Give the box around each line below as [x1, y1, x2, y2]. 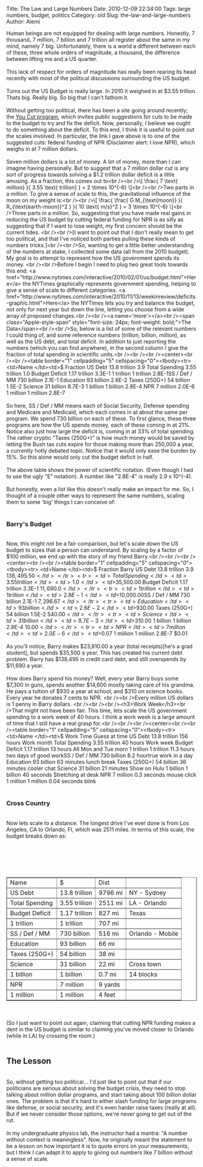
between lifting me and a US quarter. [6, 56, 98, 62]
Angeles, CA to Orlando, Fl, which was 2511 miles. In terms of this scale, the [6, 826, 195, 833]
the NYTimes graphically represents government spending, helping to [22, 280, 196, 287]
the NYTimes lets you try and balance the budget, [71, 299, 195, 306]
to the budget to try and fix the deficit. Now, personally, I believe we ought [6, 120, 191, 126]
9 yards [98, 980, 120, 989]
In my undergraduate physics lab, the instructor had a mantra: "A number [6, 1130, 188, 1137]
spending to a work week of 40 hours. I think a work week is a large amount [6, 713, 195, 721]
